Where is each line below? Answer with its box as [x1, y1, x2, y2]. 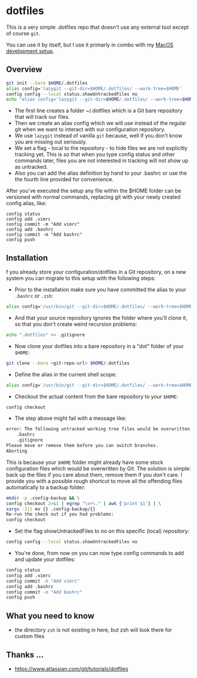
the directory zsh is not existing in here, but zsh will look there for [14, 626, 172, 633]
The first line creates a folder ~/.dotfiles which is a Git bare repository [14, 107, 183, 114]
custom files [14, 633, 45, 640]
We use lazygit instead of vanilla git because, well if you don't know [14, 132, 183, 139]
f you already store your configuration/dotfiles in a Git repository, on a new [6, 269, 186, 276]
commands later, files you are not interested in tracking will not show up [14, 157, 189, 164]
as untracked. [14, 163, 48, 171]
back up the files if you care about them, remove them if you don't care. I [6, 471, 183, 478]
